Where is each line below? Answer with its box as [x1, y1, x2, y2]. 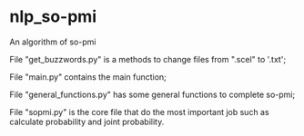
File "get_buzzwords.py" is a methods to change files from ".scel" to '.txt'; [9, 53, 287, 64]
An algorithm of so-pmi [9, 36, 96, 47]
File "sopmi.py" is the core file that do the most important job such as [9, 106, 270, 117]
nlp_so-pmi [9, 6, 97, 27]
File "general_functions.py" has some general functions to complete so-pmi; [9, 89, 296, 100]
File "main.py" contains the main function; [9, 71, 167, 83]
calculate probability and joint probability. [9, 116, 165, 127]
